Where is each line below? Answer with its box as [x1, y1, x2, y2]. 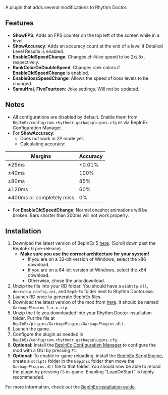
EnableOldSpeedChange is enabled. [12, 70, 89, 76]
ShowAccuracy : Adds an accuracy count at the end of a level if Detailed [12, 43, 163, 49]
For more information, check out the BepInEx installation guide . [5, 384, 136, 390]
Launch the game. [12, 326, 50, 332]
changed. [12, 80, 33, 86]
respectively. [12, 59, 39, 65]
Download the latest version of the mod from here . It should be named [12, 299, 159, 305]
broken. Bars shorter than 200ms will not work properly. [12, 212, 129, 218]
